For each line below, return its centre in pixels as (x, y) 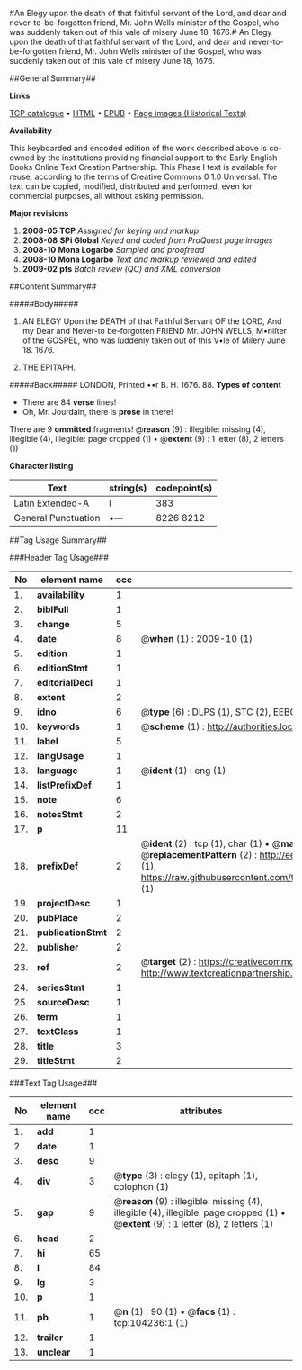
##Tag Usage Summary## (58, 540)
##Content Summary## (53, 286)
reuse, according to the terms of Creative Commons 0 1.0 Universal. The (143, 176)
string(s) (128, 488)
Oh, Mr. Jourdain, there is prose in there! (98, 412)
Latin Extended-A (52, 503)
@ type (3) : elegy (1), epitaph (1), (186, 1176)
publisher (58, 947)
